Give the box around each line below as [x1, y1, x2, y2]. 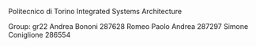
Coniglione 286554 [8, 31, 71, 39]
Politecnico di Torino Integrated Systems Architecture [8, 7, 183, 16]
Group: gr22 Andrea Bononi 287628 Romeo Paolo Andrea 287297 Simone [8, 22, 249, 31]
